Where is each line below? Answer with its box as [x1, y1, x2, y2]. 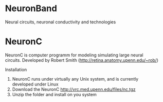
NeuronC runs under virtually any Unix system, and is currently [12, 76, 139, 82]
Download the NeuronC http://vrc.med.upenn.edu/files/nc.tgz [12, 86, 136, 92]
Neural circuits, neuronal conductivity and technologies [5, 19, 116, 25]
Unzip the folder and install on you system [12, 91, 97, 97]
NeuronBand [5, 3, 57, 14]
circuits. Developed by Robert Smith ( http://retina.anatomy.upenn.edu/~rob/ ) [5, 57, 159, 63]
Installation [5, 67, 27, 72]
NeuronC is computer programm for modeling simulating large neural [5, 52, 144, 58]
